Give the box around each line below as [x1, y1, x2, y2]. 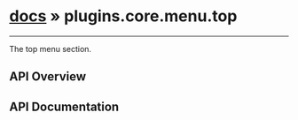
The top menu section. [9, 43, 91, 54]
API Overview [9, 69, 87, 85]
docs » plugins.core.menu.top [9, 6, 238, 26]
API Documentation [9, 99, 120, 114]
